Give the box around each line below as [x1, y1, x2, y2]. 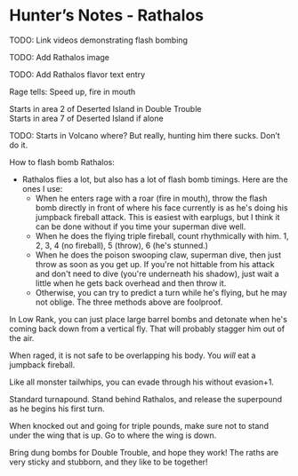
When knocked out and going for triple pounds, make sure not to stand [9, 420, 270, 431]
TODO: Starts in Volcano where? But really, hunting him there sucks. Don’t [9, 130, 280, 140]
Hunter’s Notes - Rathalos [9, 5, 205, 26]
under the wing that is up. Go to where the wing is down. [9, 430, 217, 440]
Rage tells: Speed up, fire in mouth [9, 86, 136, 97]
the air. [9, 332, 35, 343]
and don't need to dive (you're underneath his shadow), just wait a [35, 268, 279, 279]
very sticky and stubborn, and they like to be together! [9, 456, 208, 467]
